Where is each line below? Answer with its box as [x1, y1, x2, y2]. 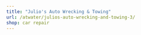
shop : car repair [6, 20, 50, 26]
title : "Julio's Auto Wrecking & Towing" [6, 8, 112, 15]
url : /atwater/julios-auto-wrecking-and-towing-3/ [6, 14, 136, 20]
